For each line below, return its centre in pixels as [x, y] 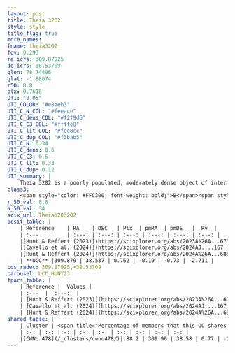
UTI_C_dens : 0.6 [31, 150]
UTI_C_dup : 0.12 [31, 170]
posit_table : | [29, 222]
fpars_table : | [29, 280]
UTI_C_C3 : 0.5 [28, 157]
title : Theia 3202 [34, 20]
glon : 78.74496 [29, 72]
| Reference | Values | [56, 287]
